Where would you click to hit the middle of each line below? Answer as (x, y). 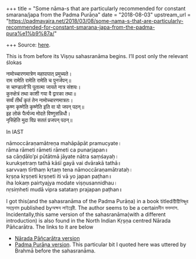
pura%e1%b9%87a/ (30, 33)
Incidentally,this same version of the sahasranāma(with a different (86, 214)
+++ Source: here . (29, 45)
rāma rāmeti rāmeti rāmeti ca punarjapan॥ (57, 150)
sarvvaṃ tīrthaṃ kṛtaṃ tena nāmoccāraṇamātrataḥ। (69, 169)
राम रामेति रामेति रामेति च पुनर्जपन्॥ (39, 80)
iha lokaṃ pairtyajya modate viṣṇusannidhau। (62, 183)
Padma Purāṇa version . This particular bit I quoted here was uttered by (100, 244)
